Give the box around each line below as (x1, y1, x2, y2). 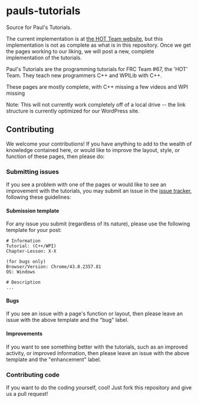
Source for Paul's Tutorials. (6, 24, 72, 31)
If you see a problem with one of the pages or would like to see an (6, 181, 167, 188)
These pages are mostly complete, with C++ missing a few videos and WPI (6, 83, 189, 90)
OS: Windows (6, 269, 35, 275)
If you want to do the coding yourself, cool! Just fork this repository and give (6, 383, 192, 391)
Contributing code (6, 370, 60, 379)
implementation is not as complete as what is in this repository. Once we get (6, 41, 192, 49)
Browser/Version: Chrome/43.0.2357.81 (6, 264, 101, 270)
